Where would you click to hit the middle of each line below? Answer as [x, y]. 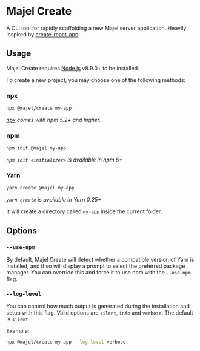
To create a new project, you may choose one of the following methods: [96, 80]
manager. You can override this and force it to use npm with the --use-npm [98, 272]
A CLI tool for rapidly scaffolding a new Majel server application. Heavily [96, 28]
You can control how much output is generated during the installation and [98, 306]
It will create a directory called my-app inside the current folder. [84, 211]
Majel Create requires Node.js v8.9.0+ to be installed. [73, 68]
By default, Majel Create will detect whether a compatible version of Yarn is [100, 259]
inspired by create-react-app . [43, 34]
